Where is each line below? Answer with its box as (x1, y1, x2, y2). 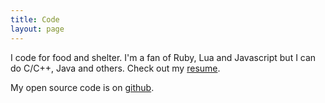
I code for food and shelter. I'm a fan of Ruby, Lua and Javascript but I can (10, 51, 317, 63)
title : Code (10, 14, 60, 25)
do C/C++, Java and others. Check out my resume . (10, 62, 221, 74)
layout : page (10, 24, 65, 34)
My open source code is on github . (10, 81, 155, 93)
